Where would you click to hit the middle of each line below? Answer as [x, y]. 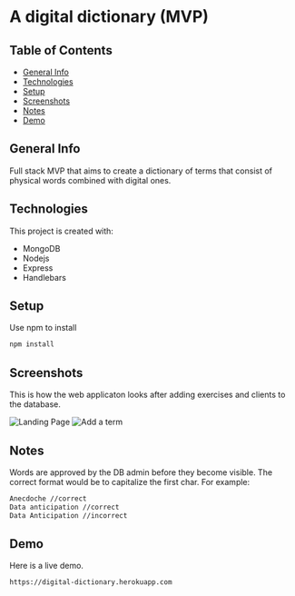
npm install [32, 344]
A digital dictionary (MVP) [109, 17]
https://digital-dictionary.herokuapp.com [91, 582]
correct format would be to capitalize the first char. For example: [130, 482]
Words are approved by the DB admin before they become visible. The [141, 472]
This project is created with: [61, 231]
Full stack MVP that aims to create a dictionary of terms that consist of [141, 171]
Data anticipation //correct [64, 507]
